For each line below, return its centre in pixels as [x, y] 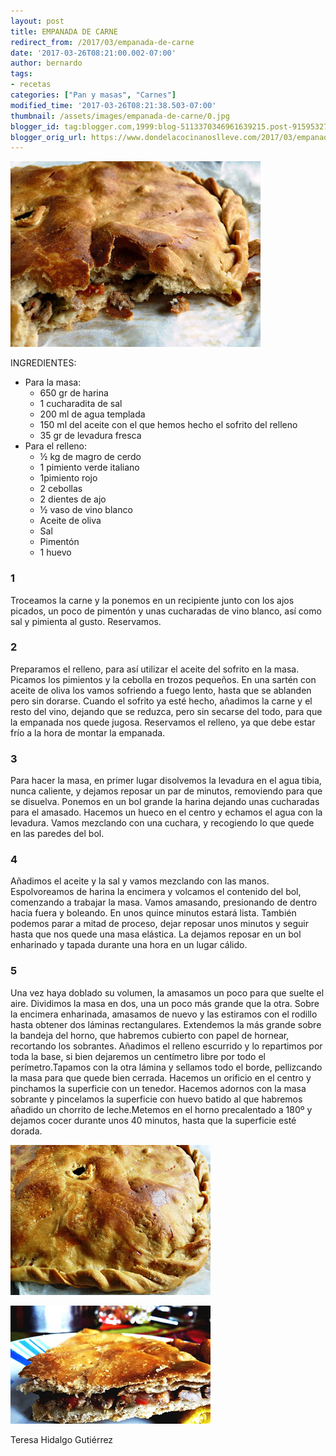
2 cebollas [61, 489]
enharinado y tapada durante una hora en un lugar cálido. [129, 945]
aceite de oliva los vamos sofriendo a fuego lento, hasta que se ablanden [161, 690]
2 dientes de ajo [73, 499]
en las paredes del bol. [57, 834]
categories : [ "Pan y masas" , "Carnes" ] [93, 95]
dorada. [26, 1131]
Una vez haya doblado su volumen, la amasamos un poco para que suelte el [167, 992]
